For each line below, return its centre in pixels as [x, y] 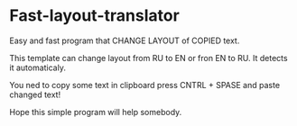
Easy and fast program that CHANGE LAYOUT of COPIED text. [125, 40]
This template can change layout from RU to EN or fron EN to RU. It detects [148, 58]
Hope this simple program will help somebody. [96, 112]
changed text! [35, 94]
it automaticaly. [37, 67]
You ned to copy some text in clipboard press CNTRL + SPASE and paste [145, 85]
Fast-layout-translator [95, 16]
